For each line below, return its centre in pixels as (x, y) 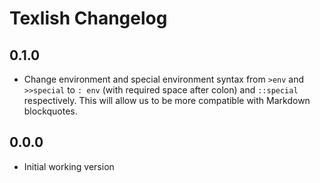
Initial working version (69, 166)
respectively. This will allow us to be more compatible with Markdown (167, 100)
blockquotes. (50, 111)
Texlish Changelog (88, 18)
